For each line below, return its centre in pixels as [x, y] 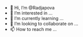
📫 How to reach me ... [33, 29]
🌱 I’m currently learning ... [37, 18]
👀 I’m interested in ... [31, 13]
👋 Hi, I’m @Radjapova [32, 8]
